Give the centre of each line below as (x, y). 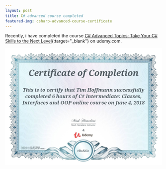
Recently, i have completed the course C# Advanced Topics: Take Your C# (82, 36)
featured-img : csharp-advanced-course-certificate (59, 21)
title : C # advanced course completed (44, 16)
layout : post (19, 10)
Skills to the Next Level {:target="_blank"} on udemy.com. (64, 41)
